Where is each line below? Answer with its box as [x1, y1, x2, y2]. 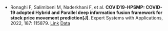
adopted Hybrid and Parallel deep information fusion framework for [16, 9, 163, 15]
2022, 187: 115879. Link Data [10, 20, 71, 26]
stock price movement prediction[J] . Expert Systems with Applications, [10, 15, 163, 20]
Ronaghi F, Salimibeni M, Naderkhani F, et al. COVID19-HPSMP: [10, 4, 145, 10]
